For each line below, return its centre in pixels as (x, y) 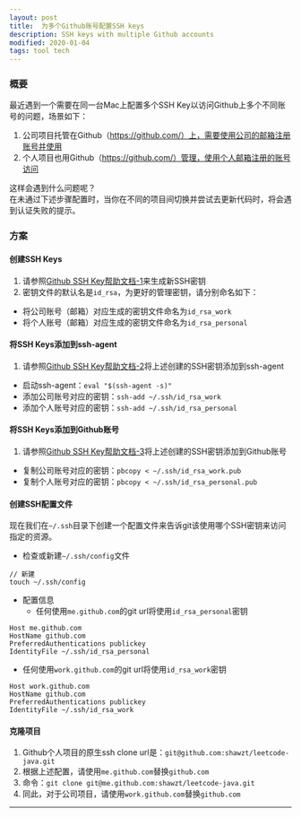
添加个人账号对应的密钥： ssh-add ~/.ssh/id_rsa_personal (129, 407)
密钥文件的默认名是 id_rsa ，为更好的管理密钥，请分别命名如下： (140, 291)
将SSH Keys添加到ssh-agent (64, 344)
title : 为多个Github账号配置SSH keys (77, 26)
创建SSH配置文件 (41, 504)
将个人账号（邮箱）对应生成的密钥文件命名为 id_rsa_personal (135, 322)
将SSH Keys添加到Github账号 (64, 430)
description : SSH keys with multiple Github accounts (112, 34)
